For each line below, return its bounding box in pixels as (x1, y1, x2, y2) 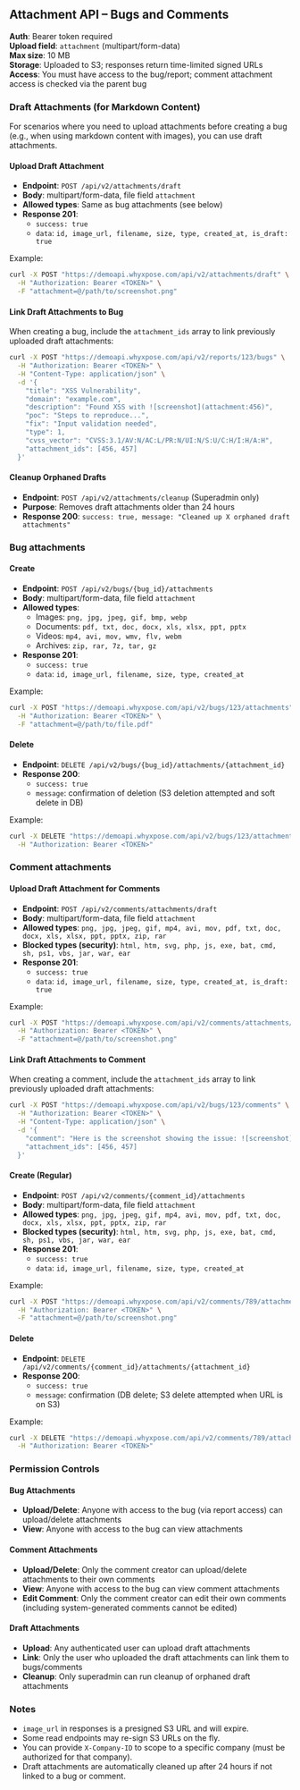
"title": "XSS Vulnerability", (25, 386, 142, 395)
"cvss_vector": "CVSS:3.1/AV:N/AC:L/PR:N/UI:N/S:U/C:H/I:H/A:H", (25, 435, 274, 445)
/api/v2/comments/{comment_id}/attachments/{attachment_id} (21, 1363, 251, 1372)
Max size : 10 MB (9, 49, 71, 61)
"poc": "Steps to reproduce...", (25, 411, 150, 420)
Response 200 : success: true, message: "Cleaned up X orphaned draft (21, 511, 290, 521)
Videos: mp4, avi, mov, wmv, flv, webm (35, 630, 182, 641)
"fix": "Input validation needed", (25, 419, 158, 428)
